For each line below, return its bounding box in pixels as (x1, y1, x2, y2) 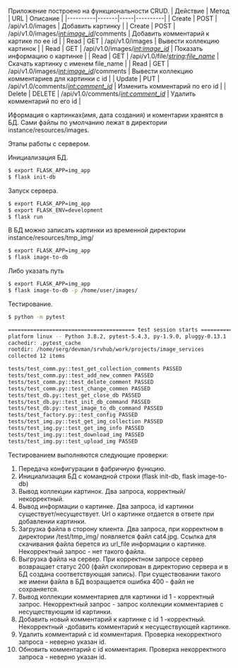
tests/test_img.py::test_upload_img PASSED (8, 438, 138, 445)
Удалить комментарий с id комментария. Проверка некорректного (18, 630, 222, 638)
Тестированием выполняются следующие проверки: (8, 451, 168, 459)
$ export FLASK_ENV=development (8, 206, 103, 214)
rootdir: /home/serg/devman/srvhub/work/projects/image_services (8, 346, 204, 353)
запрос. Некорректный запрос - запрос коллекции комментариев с (18, 599, 224, 608)
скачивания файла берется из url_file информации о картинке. (18, 539, 207, 548)
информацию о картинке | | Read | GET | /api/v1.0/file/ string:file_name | (8, 52, 220, 60)
